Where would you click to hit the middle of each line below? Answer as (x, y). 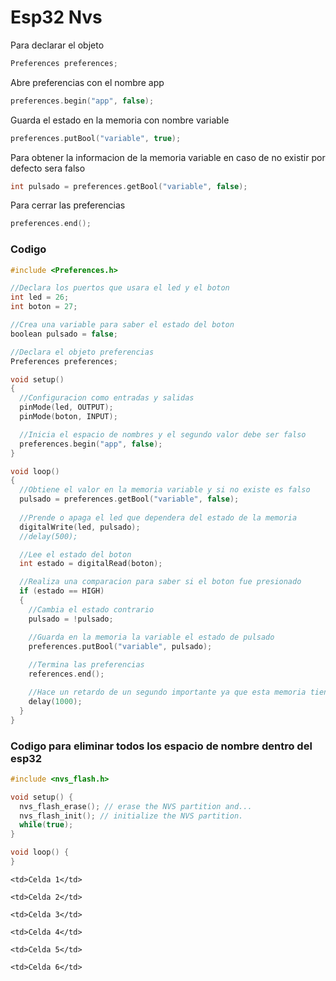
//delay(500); (48, 536)
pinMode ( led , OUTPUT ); (66, 407)
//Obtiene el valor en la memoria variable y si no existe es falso (165, 490)
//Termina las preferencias (86, 665)
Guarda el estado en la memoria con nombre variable (120, 120)
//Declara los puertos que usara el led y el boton (120, 288)
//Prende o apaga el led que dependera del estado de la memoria (158, 517)
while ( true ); (46, 825)
